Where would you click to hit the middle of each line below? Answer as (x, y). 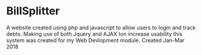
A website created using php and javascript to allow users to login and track (101, 27)
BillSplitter (33, 11)
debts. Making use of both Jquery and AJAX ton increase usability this (94, 33)
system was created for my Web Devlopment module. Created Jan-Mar (96, 40)
